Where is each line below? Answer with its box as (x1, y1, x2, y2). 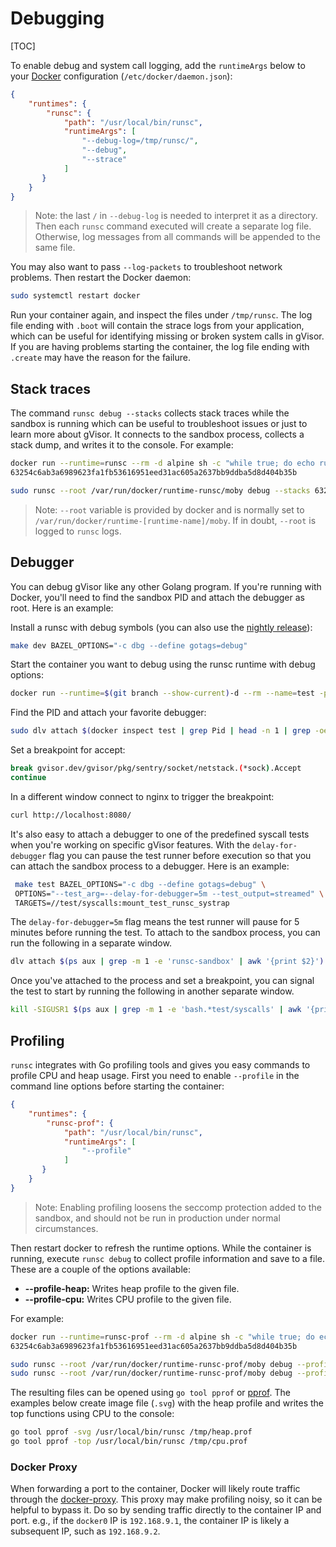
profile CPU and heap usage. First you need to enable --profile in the (10, 1070, 300, 1081)
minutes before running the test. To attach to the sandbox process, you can (10, 927, 321, 939)
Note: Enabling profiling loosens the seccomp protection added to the (34, 1201, 322, 1213)
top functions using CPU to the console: (10, 1408, 175, 1420)
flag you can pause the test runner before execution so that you (48, 849, 312, 861)
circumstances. (34, 1222, 99, 1234)
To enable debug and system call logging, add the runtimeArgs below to (10, 59, 306, 71)
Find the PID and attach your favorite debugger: (10, 707, 207, 719)
